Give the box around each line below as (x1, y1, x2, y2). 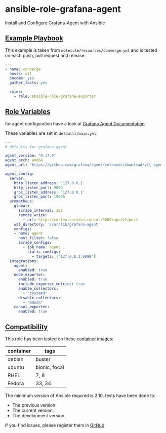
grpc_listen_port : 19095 (14, 194, 65, 199)
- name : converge (5, 67, 41, 72)
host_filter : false (18, 236, 58, 240)
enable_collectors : (18, 286, 58, 291)
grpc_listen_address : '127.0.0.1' (14, 190, 85, 195)
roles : (9, 89, 23, 94)
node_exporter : (14, 273, 45, 277)
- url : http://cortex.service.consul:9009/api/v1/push (23, 217, 138, 222)
